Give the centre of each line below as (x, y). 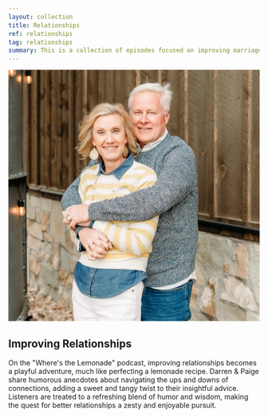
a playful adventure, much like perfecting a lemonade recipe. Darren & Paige (134, 371)
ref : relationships (41, 34)
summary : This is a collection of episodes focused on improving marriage (135, 51)
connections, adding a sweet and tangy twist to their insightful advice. (124, 388)
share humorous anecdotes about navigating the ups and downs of (118, 380)
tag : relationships (41, 42)
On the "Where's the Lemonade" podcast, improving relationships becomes (132, 362)
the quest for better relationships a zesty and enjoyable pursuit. (112, 405)
